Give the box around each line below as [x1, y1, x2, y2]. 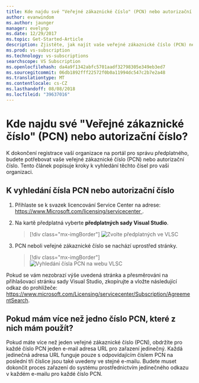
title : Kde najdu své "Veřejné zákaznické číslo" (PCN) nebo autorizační [6, 8, 192, 15]
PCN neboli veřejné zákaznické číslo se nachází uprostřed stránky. [14, 242, 178, 249]
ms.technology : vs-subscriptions [6, 53, 89, 59]
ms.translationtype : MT [6, 75, 65, 81]
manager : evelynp [6, 25, 49, 31]
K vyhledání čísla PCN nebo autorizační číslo [6, 185, 175, 196]
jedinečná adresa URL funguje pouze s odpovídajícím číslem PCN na [6, 352, 174, 359]
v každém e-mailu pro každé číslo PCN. [6, 371, 102, 378]
